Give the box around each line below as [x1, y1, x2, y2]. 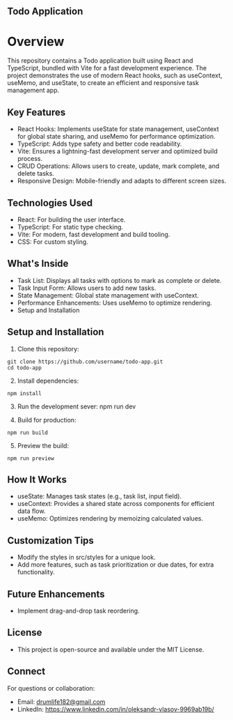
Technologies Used [7, 197, 93, 208]
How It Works [7, 473, 67, 485]
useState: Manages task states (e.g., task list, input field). [17, 492, 182, 500]
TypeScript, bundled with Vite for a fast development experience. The [7, 64, 207, 72]
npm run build [7, 429, 49, 436]
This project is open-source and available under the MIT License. [17, 645, 204, 654]
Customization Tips [7, 535, 94, 546]
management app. [7, 86, 60, 95]
